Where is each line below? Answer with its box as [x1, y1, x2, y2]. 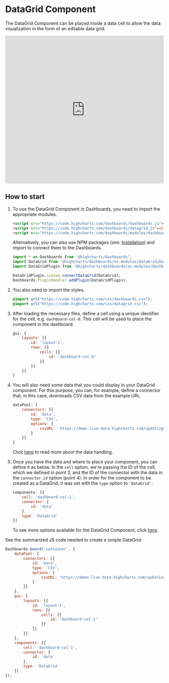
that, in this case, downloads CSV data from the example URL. [12, 393, 142, 399]
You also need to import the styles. [12, 287, 85, 293]
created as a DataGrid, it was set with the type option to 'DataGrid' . [12, 480, 153, 487]
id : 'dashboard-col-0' [48, 354, 97, 359]
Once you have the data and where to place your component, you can [12, 459, 157, 465]
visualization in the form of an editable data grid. [5, 25, 106, 31]
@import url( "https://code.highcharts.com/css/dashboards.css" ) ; [12, 296, 152, 302]
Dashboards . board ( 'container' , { [5, 547, 75, 552]
